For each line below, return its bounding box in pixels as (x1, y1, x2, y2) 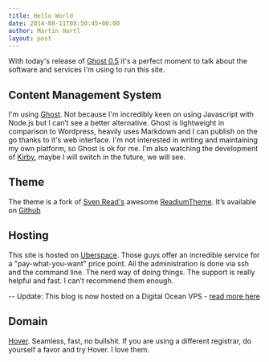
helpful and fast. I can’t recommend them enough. (8, 275, 174, 286)
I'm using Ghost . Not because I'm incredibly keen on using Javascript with (8, 109, 255, 119)
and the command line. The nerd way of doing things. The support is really (8, 267, 255, 277)
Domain (8, 315, 48, 328)
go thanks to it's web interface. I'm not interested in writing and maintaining (8, 135, 259, 145)
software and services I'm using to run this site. (8, 65, 165, 75)
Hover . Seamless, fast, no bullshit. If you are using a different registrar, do (8, 335, 251, 346)
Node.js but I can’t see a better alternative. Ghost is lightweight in (8, 118, 225, 128)
